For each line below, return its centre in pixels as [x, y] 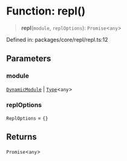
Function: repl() [46, 11]
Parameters [29, 59]
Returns [22, 137]
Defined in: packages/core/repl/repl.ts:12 [57, 39]
